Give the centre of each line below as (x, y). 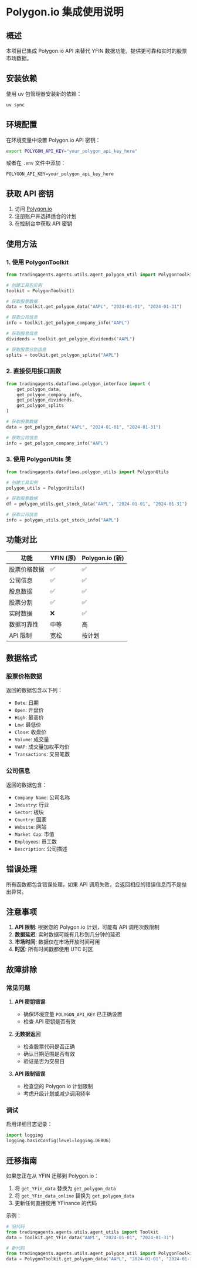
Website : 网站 (30, 827)
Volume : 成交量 (32, 740)
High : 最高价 (29, 717)
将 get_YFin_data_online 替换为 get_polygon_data (74, 1195)
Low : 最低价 (28, 725)
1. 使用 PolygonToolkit (38, 262)
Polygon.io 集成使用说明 (65, 12)
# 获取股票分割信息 (26, 349)
